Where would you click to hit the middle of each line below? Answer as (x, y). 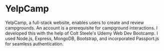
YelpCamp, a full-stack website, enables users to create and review (74, 22)
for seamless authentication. (34, 43)
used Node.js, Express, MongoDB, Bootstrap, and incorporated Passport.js (82, 38)
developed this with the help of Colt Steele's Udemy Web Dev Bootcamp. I (82, 33)
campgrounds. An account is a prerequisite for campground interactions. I (81, 27)
